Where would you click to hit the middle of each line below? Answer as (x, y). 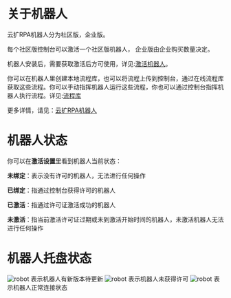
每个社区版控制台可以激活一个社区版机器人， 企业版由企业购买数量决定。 (110, 49)
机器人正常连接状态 (40, 287)
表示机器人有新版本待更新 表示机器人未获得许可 (110, 279)
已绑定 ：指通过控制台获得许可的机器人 (61, 190)
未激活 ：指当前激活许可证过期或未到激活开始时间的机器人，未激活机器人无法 (115, 219)
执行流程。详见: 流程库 (50, 95)
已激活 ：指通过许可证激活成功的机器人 (61, 204)
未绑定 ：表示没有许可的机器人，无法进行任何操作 (76, 175)
